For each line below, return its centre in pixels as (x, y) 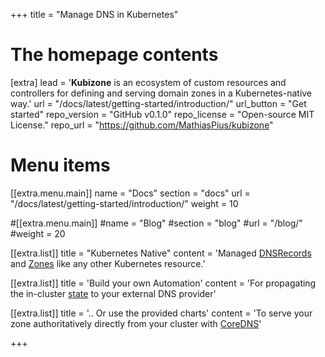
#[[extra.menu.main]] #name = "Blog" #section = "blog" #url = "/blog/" (156, 223)
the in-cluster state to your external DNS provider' (113, 293)
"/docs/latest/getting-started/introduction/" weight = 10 (124, 203)
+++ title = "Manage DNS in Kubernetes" (94, 14)
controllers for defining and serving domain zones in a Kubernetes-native (161, 93)
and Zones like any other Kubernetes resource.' (108, 263)
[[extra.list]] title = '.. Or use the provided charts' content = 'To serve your (161, 313)
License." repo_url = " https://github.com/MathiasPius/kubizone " (142, 125)
